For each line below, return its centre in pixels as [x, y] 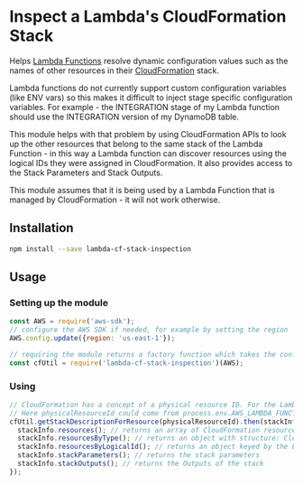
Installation [41, 228]
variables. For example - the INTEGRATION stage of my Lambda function [145, 107]
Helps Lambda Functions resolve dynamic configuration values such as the [149, 61]
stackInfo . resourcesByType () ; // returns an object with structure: [149, 438]
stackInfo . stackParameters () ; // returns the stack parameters [138, 455]
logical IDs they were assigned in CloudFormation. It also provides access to [151, 163]
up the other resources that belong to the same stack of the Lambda [136, 144]
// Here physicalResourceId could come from [94, 413]
